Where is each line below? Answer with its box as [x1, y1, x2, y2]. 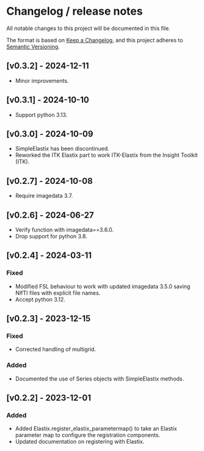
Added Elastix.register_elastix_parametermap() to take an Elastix [15, 425, 177, 433]
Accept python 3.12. [15, 295, 65, 303]
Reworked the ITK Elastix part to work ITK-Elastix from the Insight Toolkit [15, 151, 198, 159]
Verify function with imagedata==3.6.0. [15, 226, 114, 233]
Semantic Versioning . [6, 43, 60, 50]
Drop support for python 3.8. [15, 233, 87, 240]
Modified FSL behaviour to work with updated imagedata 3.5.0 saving [15, 282, 191, 290]
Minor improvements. [15, 77, 69, 84]
